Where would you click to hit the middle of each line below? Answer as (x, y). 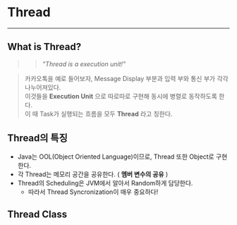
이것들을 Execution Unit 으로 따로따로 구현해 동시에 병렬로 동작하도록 (121, 96)
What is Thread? (44, 47)
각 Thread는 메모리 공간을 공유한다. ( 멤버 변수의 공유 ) (93, 174)
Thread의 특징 (38, 138)
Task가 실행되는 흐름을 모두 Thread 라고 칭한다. (106, 114)
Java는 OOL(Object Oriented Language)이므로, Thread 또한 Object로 (116, 157)
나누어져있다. (43, 87)
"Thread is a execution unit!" (84, 63)
